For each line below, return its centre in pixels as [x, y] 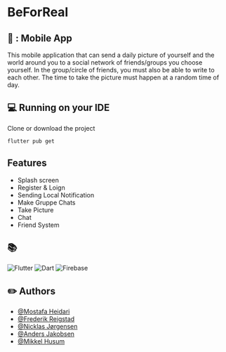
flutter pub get [31, 141]
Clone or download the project [51, 128]
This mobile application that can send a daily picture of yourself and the [111, 55]
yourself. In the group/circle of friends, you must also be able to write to [111, 70]
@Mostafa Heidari [44, 312]
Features [27, 163]
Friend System [38, 225]
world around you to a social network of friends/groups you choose [105, 63]
